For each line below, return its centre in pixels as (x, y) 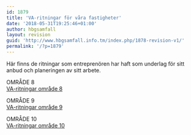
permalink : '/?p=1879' (35, 47)
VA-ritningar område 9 (35, 107)
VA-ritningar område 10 (36, 125)
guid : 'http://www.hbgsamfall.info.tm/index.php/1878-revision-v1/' (95, 40)
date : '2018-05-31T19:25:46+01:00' (52, 23)
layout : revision (28, 35)
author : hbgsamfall (31, 29)
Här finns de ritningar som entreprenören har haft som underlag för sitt (95, 64)
